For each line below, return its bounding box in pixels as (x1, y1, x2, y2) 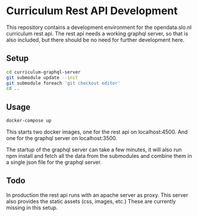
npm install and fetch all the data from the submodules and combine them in (6, 152, 192, 159)
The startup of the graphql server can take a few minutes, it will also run (6, 146, 182, 153)
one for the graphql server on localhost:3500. (6, 134, 117, 141)
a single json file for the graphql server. (6, 158, 102, 166)
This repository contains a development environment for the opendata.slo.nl (6, 24, 191, 31)
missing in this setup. (6, 204, 58, 211)
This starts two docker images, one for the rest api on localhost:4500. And (6, 128, 188, 135)
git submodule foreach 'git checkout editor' (6, 80, 120, 86)
